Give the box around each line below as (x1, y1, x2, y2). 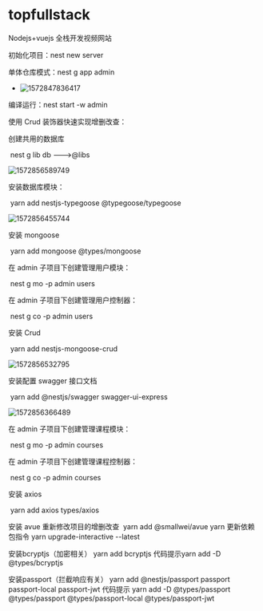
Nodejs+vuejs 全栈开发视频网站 (8, 33, 112, 42)
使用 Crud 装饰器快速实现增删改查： (8, 116, 127, 126)
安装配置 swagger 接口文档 (8, 375, 98, 386)
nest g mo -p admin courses (10, 439, 104, 450)
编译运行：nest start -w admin (8, 99, 108, 109)
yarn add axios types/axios (10, 505, 100, 515)
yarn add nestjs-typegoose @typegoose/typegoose (10, 198, 181, 208)
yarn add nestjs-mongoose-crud (10, 343, 118, 354)
